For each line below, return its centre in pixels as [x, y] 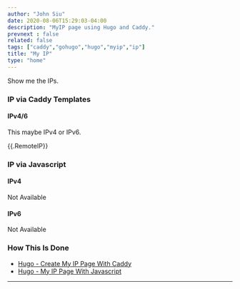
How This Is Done [38, 248]
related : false [30, 41]
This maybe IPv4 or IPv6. [44, 132]
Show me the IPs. [33, 81]
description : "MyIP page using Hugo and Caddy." [81, 27]
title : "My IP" [30, 54]
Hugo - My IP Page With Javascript [70, 271]
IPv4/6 [18, 116]
